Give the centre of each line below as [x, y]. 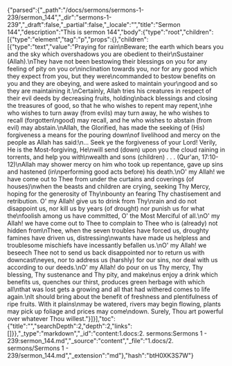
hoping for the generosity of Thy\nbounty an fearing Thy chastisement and [114, 194]
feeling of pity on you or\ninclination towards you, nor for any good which [112, 69]
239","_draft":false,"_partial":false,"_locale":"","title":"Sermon [94, 25]
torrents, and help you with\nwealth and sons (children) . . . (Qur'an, [104, 157]
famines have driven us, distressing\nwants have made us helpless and [109, 238]
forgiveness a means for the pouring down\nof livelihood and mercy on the [114, 135]
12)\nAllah [21, 164]
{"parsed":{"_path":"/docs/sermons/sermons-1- [75, 10]
